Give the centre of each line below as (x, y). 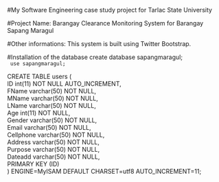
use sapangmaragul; (38, 64)
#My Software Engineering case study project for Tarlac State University (110, 10)
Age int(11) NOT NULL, (39, 113)
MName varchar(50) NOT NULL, (53, 98)
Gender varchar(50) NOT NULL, (52, 120)
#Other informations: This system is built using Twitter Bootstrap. (99, 44)
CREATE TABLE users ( (39, 76)
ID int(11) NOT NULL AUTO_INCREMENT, (64, 84)
